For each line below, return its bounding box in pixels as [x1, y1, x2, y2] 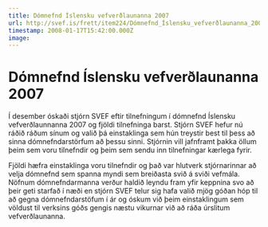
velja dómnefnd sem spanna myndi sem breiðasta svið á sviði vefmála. [8, 169, 241, 179]
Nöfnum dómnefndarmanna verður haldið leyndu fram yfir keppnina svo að [8, 178, 254, 187]
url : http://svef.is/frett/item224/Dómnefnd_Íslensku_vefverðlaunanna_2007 [8, 19, 266, 27]
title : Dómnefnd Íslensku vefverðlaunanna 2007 [8, 11, 170, 20]
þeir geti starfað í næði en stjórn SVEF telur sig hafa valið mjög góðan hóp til [8, 186, 258, 196]
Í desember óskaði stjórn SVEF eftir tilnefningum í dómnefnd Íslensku [8, 112, 236, 121]
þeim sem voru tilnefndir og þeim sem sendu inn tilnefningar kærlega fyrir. [8, 145, 253, 155]
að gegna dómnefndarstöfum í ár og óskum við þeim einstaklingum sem [8, 194, 245, 204]
